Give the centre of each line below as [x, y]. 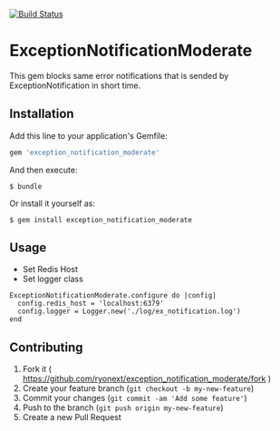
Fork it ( [37, 369]
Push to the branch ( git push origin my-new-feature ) [123, 407]
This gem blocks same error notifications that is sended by [119, 75]
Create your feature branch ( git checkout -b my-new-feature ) [138, 388]
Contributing [46, 347]
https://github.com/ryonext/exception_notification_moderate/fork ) [147, 379]
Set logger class [53, 279]
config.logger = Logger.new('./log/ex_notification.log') [130, 312]
